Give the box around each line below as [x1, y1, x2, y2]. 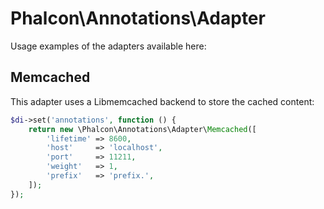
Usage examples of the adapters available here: [10, 40, 207, 52]
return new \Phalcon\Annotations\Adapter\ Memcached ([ [28, 124, 257, 134]
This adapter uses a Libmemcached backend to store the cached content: [10, 95, 315, 107]
